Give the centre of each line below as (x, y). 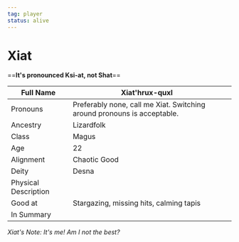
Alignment (28, 160)
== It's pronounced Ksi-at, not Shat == (64, 75)
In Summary (31, 215)
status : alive (28, 21)
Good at (24, 203)
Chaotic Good (96, 160)
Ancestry (26, 125)
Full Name (38, 93)
